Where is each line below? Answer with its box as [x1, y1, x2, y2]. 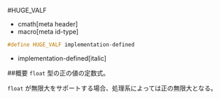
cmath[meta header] [17, 20, 78, 28]
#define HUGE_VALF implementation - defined [7, 41, 135, 48]
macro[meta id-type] [17, 28, 79, 36]
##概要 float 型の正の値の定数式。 [7, 68, 110, 77]
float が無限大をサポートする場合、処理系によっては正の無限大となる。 [7, 83, 217, 92]
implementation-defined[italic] [17, 53, 106, 63]
